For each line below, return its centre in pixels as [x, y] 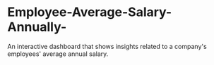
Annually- [37, 27]
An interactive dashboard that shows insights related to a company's [107, 46]
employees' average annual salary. [58, 54]
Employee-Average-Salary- [90, 12]
